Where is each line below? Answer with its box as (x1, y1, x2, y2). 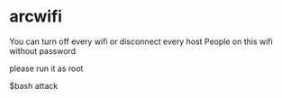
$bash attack (9, 80, 59, 91)
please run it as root (9, 63, 84, 74)
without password (9, 45, 77, 56)
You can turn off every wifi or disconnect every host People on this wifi (9, 36, 273, 47)
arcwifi (9, 6, 63, 27)
